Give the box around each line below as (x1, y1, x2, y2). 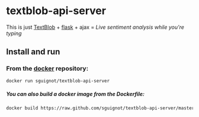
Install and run (6, 47, 60, 57)
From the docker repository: (6, 65, 89, 73)
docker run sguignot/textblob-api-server (6, 78, 110, 83)
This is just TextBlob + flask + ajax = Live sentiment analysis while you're (6, 24, 185, 31)
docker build (6, 105, 38, 111)
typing (6, 29, 22, 36)
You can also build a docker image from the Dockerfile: (6, 91, 145, 98)
